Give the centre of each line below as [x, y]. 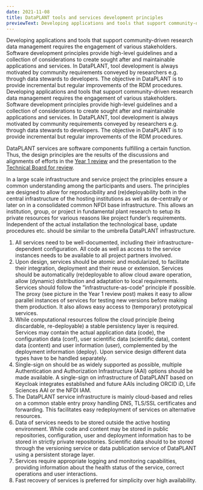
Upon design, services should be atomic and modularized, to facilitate [102, 262]
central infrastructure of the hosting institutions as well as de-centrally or [97, 199]
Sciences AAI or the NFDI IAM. [53, 390]
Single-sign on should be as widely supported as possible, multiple [98, 365]
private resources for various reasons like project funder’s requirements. [96, 218]
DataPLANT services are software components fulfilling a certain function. [99, 148]
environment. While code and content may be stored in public [92, 429]
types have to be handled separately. [61, 358]
